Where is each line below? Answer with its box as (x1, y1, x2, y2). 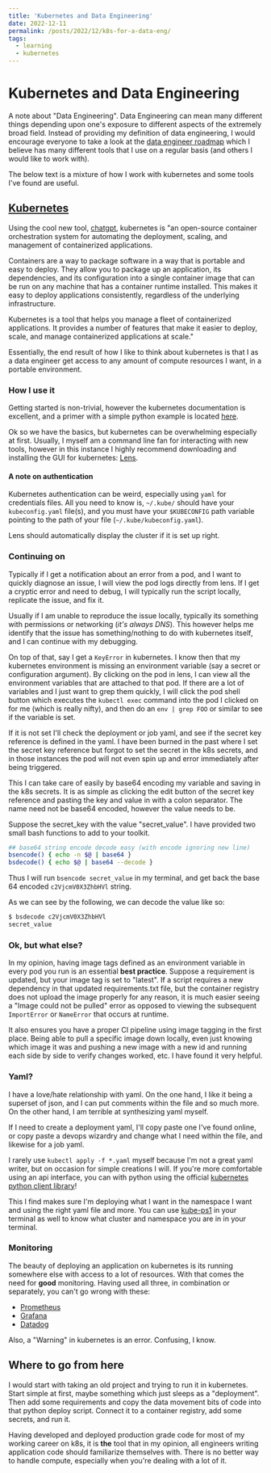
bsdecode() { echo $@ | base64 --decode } (8, 858, 153, 867)
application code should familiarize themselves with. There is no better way (8, 1447, 260, 1457)
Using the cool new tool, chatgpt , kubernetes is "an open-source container (8, 223, 257, 233)
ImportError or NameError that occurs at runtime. (8, 1009, 169, 1019)
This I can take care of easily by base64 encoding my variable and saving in (8, 777, 261, 788)
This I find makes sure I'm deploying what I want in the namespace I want (8, 1197, 252, 1206)
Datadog (19, 1319, 49, 1329)
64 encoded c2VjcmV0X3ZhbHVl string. (8, 882, 131, 891)
